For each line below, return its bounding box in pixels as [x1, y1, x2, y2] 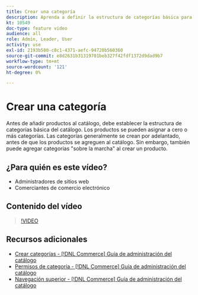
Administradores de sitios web [14, 178, 90, 185]
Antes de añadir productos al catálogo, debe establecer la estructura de [6, 120, 182, 127]
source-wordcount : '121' [6, 64, 68, 70]
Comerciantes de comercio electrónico [14, 185, 110, 191]
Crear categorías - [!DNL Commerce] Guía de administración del [14, 250, 172, 257]
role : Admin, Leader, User [6, 36, 73, 42]
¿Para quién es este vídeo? [6, 162, 108, 172]
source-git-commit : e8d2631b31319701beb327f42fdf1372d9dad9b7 [6, 53, 163, 59]
